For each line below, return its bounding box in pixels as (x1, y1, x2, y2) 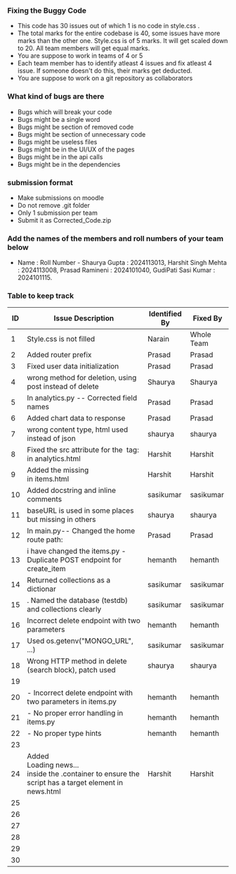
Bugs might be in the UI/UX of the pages (17, 145, 135, 154)
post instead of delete (27, 382, 100, 392)
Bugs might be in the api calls (17, 152, 103, 161)
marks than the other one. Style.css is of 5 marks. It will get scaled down (17, 37, 228, 45)
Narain (147, 334, 170, 344)
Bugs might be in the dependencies (17, 160, 121, 168)
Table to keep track (7, 291, 74, 301)
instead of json (27, 434, 76, 444)
